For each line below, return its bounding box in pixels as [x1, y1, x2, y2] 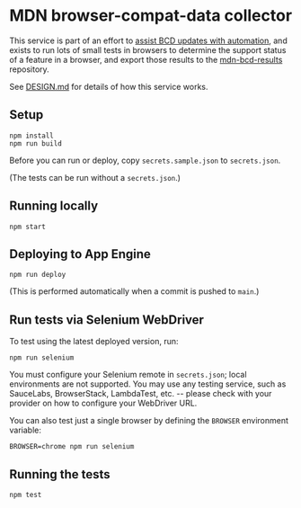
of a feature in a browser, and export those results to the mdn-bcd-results [9, 54, 283, 65]
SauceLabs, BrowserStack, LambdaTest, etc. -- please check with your [9, 388, 272, 399]
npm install [9, 131, 54, 140]
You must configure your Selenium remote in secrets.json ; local [9, 370, 247, 380]
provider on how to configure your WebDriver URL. [9, 397, 198, 409]
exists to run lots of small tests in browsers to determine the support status [9, 44, 287, 55]
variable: [9, 424, 42, 436]
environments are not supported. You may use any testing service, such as [9, 379, 287, 389]
